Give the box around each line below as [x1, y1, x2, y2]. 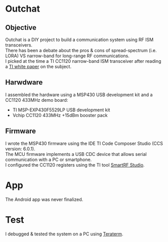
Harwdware [5, 78, 43, 87]
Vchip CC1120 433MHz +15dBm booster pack [12, 112, 108, 118]
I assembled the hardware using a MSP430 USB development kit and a [5, 92, 153, 98]
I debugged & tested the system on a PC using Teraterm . [5, 231, 123, 237]
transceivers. [5, 42, 33, 48]
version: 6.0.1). [5, 145, 35, 152]
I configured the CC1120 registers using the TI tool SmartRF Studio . [5, 162, 145, 168]
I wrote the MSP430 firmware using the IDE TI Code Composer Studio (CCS [5, 140, 163, 146]
